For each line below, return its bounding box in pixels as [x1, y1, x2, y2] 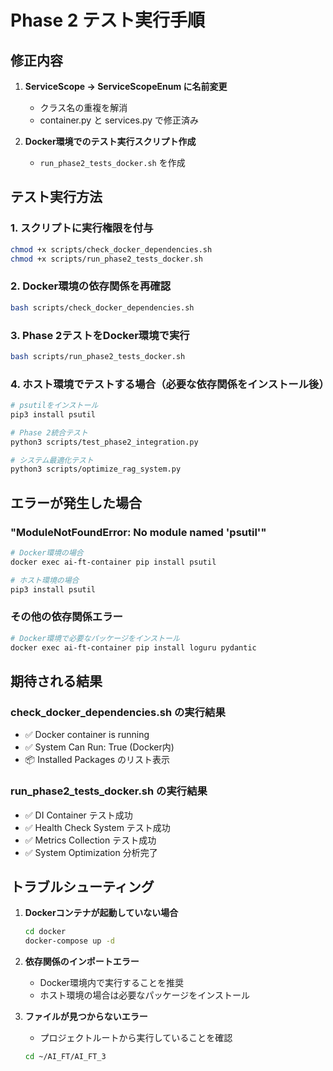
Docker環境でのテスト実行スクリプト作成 [24, 136, 197, 147]
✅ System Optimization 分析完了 [24, 846, 158, 858]
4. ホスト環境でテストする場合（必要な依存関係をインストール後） [10, 377, 330, 391]
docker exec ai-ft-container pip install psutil [10, 557, 217, 567]
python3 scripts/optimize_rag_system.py [10, 464, 182, 475]
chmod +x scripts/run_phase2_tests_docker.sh [10, 254, 203, 264]
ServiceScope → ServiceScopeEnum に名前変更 [24, 81, 228, 92]
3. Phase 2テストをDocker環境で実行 [10, 328, 190, 342]
